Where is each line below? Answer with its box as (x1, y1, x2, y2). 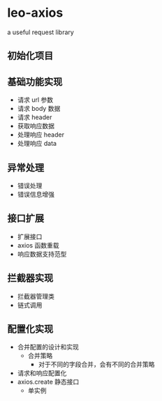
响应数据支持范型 (17, 250, 67, 258)
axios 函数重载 (17, 241, 59, 249)
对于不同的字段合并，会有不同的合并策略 (38, 361, 155, 369)
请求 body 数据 (17, 105, 61, 113)
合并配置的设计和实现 (17, 343, 79, 351)
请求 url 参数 (17, 96, 54, 104)
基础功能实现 (7, 75, 63, 88)
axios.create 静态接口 (17, 378, 80, 386)
